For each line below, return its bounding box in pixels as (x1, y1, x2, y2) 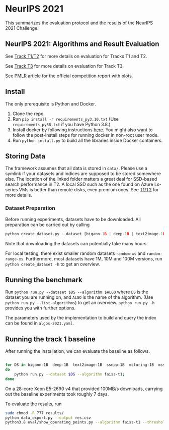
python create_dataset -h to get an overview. (5, 261, 100, 267)
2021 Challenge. (5, 25, 39, 31)
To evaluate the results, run (5, 401, 62, 407)
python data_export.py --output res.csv (5, 415, 92, 420)
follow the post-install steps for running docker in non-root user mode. (12, 132, 159, 138)
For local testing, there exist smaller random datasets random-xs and (5, 250, 146, 256)
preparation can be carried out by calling (5, 222, 90, 228)
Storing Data (5, 152, 46, 160)
